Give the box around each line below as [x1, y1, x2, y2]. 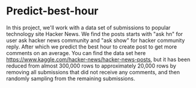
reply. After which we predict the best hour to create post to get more [6, 43, 177, 50]
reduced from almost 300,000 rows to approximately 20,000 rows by [6, 62, 176, 69]
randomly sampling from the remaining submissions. [6, 75, 136, 82]
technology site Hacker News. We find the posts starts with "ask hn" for [6, 30, 183, 37]
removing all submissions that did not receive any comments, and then [6, 68, 180, 75]
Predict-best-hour [6, 4, 99, 18]
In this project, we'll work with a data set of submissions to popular [6, 24, 171, 31]
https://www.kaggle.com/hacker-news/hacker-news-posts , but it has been [6, 56, 191, 63]
